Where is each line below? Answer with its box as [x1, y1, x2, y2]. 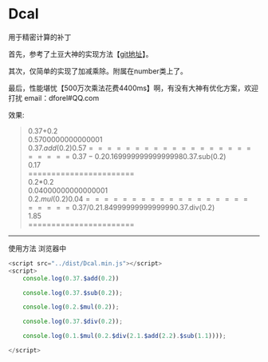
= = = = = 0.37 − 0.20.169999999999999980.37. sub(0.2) [27, 151, 227, 161]
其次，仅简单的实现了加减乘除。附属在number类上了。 [8, 66, 187, 76]
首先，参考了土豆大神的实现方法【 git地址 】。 [8, 49, 153, 58]
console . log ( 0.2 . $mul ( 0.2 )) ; [22, 303, 120, 312]
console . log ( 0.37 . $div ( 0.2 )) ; [22, 317, 124, 326]
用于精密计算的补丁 [8, 32, 72, 42]
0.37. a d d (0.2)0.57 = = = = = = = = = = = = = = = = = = [27, 143, 251, 153]
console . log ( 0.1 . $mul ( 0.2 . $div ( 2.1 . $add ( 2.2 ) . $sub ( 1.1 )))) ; [22, 332, 227, 340]
